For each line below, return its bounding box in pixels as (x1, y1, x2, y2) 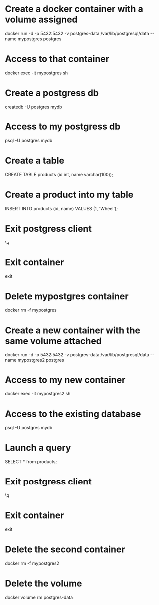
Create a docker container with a (5, 3, 143, 15)
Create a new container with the (5, 325, 141, 336)
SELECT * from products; (5, 459, 57, 465)
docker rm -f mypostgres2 (5, 560, 60, 566)
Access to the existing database (5, 408, 141, 419)
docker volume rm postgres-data (5, 594, 73, 600)
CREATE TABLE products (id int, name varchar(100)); (5, 171, 113, 177)
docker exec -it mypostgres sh (5, 70, 68, 76)
